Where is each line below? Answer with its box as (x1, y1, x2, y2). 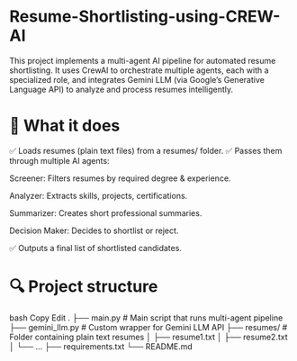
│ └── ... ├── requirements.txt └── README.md (9, 340, 193, 352)
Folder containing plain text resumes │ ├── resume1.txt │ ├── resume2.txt (9, 331, 288, 342)
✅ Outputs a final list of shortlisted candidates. (9, 242, 183, 253)
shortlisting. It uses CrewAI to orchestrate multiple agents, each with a (9, 65, 269, 76)
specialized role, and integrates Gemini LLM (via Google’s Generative (9, 74, 265, 85)
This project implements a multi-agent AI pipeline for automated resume (9, 55, 276, 66)
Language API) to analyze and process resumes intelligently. (9, 84, 234, 95)
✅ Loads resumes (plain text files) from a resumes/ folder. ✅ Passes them (9, 145, 283, 156)
